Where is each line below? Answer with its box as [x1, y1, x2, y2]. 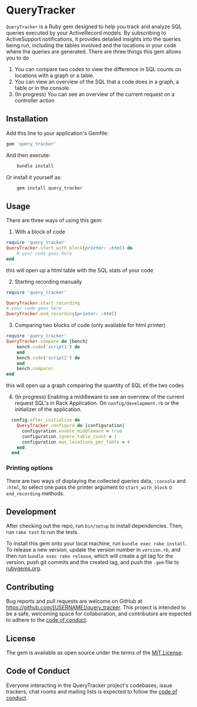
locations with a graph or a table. [14, 72, 95, 79]
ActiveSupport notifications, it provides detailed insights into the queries [6, 35, 181, 42]
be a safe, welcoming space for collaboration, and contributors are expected [6, 610, 192, 618]
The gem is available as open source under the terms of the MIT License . [6, 649, 183, 656]
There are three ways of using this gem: [6, 217, 103, 224]
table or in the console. [14, 84, 71, 91]
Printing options [6, 464, 53, 472]
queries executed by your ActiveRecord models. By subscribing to [6, 29, 166, 36]
